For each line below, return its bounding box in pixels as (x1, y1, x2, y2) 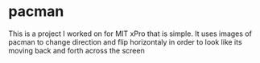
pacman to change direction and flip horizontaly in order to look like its (8, 37, 243, 46)
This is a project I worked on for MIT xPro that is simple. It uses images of (8, 29, 252, 38)
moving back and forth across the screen (8, 45, 145, 55)
